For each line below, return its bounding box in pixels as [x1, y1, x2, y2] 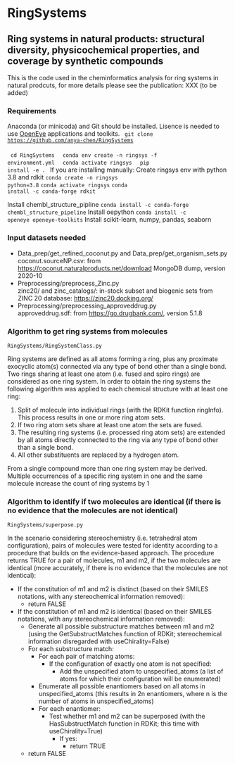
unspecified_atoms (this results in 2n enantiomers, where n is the [38, 690, 227, 698]
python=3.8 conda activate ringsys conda [7, 182, 128, 189]
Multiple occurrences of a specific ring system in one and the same [7, 472, 203, 480]
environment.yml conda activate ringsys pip [7, 160, 150, 167]
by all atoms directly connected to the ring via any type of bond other [17, 435, 219, 444]
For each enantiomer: [38, 705, 101, 713]
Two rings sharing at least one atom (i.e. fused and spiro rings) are [7, 370, 201, 378]
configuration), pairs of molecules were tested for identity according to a [7, 541, 218, 550]
